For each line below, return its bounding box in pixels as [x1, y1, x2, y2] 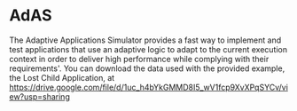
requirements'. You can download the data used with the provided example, [9, 63, 285, 74]
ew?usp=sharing [9, 91, 71, 102]
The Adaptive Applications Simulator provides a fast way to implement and [9, 35, 282, 45]
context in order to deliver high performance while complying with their [9, 53, 270, 64]
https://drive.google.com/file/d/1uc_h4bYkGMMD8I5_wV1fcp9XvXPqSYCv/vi [9, 82, 288, 92]
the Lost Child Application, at [9, 72, 115, 83]
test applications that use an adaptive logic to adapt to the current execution [9, 44, 288, 54]
